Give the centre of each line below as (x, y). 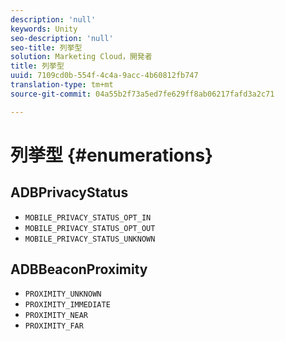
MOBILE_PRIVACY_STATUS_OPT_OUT (90, 228)
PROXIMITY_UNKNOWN (63, 294)
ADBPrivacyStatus (69, 192)
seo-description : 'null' (62, 38)
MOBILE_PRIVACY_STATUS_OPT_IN (88, 217)
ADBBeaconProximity (79, 269)
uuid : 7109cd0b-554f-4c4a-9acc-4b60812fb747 (104, 76)
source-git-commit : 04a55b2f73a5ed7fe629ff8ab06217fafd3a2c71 (142, 94)
